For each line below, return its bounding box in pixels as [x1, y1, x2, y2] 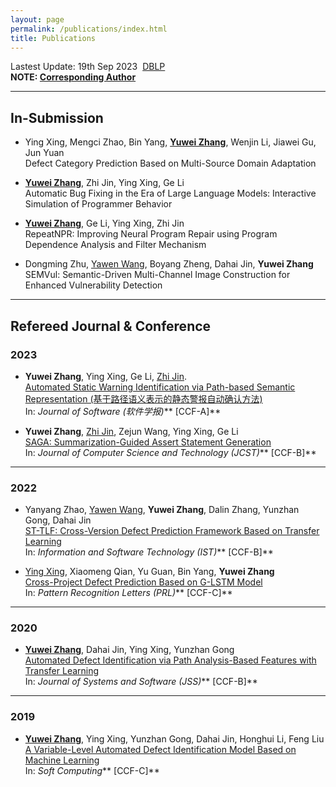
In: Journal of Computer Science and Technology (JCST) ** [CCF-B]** [24, 446, 317, 458]
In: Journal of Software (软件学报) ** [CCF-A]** [24, 405, 222, 417]
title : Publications [10, 33, 97, 43]
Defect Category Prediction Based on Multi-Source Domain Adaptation [24, 157, 317, 170]
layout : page [10, 14, 65, 25]
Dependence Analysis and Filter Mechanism [24, 239, 207, 251]
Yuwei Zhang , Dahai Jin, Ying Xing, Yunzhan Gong [24, 644, 235, 656]
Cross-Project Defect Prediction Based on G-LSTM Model [24, 576, 263, 588]
